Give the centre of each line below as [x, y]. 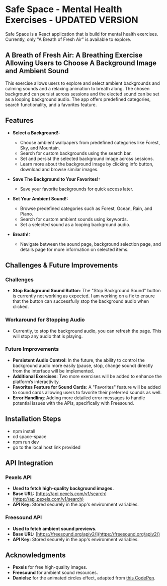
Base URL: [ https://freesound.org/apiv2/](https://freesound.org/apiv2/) [86, 534]
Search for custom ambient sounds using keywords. [74, 219]
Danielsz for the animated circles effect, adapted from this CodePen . [84, 578]
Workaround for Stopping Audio [45, 320]
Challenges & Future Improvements [62, 265]
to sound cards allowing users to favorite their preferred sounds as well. [87, 392]
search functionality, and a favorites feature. [51, 104]
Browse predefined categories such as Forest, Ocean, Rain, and [86, 208]
